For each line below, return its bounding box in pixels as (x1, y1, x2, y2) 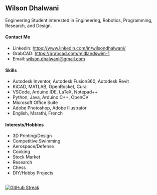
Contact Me (5, 34, 31, 40)
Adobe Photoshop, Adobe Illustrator (12, 105, 87, 111)
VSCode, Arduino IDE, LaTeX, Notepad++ (12, 89, 98, 95)
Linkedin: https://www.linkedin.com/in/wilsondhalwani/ (12, 45, 126, 51)
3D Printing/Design (12, 132, 52, 139)
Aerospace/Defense (12, 143, 54, 149)
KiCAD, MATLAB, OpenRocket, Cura (12, 83, 87, 89)
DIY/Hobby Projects (12, 170, 54, 176)
